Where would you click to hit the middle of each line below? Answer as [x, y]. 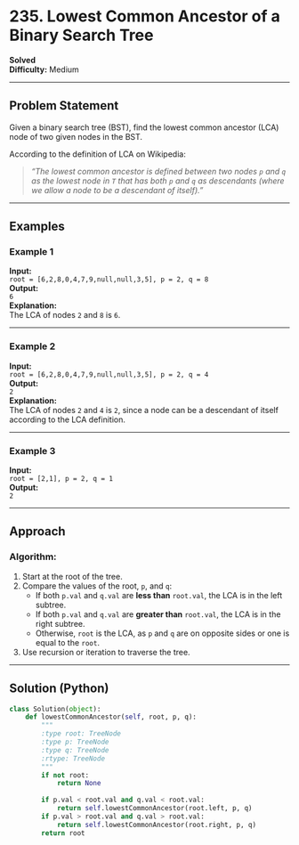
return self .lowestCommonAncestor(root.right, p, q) [156, 825]
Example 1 [32, 252]
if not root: [65, 775]
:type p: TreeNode [75, 742]
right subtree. [60, 623]
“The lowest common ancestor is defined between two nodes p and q [158, 171]
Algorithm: [33, 557]
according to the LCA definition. [68, 419]
